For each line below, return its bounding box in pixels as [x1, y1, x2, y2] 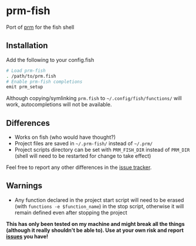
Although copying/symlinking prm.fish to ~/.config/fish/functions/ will [6, 95, 182, 102]
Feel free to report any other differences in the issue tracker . [6, 164, 152, 171]
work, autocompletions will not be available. [6, 101, 113, 108]
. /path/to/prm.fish [6, 73, 57, 79]
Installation [6, 41, 48, 51]
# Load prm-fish [6, 68, 46, 74]
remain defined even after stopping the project [14, 209, 127, 216]
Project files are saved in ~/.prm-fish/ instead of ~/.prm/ [14, 140, 153, 147]
